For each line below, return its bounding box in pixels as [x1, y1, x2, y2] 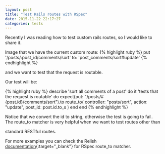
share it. [5, 40, 22, 46]
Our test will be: [5, 79, 38, 85]
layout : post [5, 7, 32, 12]
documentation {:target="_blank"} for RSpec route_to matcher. [5, 144, 131, 150]
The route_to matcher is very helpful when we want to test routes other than [5, 119, 161, 125]
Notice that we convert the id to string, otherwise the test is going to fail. [5, 114, 153, 120]
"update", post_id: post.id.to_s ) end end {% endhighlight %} [5, 104, 128, 110]
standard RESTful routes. [5, 129, 56, 135]
